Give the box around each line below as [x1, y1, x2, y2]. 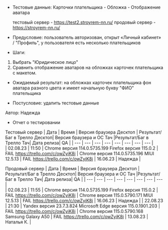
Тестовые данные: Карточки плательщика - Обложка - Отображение [12, 5, 161, 10]
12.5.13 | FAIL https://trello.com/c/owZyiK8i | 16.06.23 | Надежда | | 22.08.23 [5, 198, 163, 203]
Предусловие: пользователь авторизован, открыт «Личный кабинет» [12, 35, 161, 40]
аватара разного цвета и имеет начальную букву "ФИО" [12, 85, 134, 91]
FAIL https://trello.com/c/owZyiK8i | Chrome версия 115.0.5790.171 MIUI [5, 192, 153, 198]
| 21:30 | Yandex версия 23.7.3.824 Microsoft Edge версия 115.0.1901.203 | [5, 203, 160, 209]
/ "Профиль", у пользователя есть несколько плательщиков [12, 40, 141, 46]
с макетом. [12, 70, 37, 76]
